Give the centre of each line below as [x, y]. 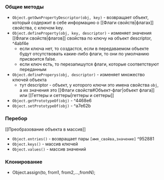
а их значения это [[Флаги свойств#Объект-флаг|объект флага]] [87, 90]
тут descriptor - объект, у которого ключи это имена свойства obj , [89, 85]
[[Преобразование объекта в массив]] [45, 129]
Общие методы [24, 7]
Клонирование [24, 161]
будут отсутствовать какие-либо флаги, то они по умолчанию [84, 54]
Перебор [16, 118]
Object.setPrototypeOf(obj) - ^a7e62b [51, 106]
